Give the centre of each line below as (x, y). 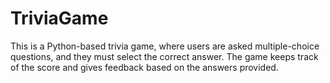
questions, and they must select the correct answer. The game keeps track (164, 56)
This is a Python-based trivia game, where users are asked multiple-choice (165, 46)
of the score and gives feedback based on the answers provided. (144, 67)
